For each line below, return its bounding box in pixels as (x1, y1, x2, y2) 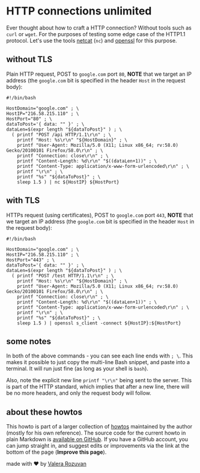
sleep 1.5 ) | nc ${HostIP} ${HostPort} (17, 179, 120, 185)
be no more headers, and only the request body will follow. (6, 389, 152, 397)
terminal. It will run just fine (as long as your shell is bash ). (6, 365, 149, 373)
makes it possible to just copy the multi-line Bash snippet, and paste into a (6, 359, 190, 366)
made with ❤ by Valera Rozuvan (6, 460, 87, 468)
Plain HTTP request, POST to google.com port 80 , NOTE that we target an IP (6, 70, 192, 78)
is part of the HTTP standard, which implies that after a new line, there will (6, 383, 190, 391)
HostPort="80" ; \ (6, 116, 52, 122)
